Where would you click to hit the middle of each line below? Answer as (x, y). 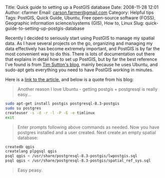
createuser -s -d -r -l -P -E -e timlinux (50, 113)
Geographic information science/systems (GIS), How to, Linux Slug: (75, 23)
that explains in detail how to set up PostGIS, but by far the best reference (81, 59)
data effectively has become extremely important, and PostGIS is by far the (82, 49)
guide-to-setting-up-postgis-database (45, 28)
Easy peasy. (30, 170)
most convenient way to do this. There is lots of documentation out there (80, 54)
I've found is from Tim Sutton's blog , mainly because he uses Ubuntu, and (81, 65)
